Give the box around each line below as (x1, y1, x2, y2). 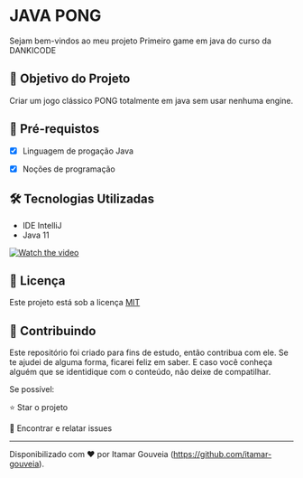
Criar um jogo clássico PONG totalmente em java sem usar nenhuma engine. (9, 95, 294, 106)
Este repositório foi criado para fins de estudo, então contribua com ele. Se (9, 347, 289, 358)
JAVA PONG (9, 5, 102, 26)
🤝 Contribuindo (9, 323, 96, 339)
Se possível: (9, 384, 55, 395)
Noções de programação (22, 164, 115, 174)
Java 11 (22, 230, 50, 240)
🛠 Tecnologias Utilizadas (9, 192, 155, 207)
